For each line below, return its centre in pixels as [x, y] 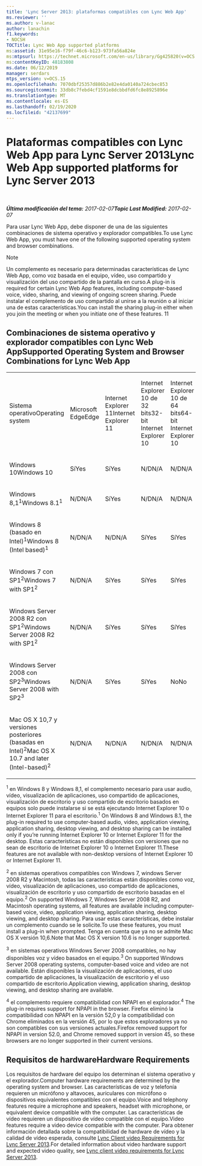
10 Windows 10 [31, 472]
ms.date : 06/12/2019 [32, 68]
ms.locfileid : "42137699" [38, 112]
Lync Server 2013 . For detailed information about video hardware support [96, 1144]
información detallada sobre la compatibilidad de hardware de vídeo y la [96, 1132]
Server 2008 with [34, 689]
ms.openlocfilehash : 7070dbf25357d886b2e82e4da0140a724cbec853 [87, 85]
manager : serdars [28, 73]
